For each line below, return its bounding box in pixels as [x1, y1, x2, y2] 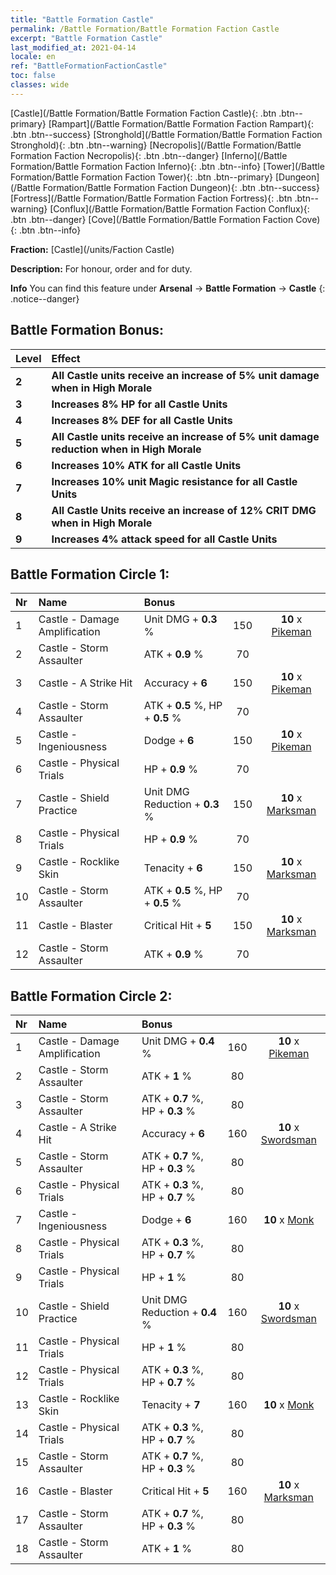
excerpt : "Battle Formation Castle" [10, 33, 163, 43]
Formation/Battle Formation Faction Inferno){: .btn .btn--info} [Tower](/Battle [10, 160, 325, 172]
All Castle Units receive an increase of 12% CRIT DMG [51, 503, 317, 517]
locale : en [10, 52, 56, 62]
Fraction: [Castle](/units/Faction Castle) [10, 243, 175, 255]
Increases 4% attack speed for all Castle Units [51, 532, 278, 546]
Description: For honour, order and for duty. [10, 262, 193, 275]
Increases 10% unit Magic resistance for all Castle [51, 474, 298, 488]
